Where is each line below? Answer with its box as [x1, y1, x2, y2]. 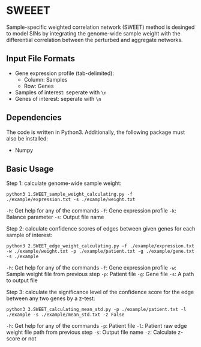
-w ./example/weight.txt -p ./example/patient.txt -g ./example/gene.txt [6, 249, 195, 255]
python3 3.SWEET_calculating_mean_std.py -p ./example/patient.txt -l [6, 307, 187, 313]
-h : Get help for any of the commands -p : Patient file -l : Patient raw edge [6, 322, 187, 330]
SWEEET [6, 4, 51, 17]
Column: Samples [23, 76, 68, 83]
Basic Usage [6, 163, 54, 174]
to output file [6, 277, 38, 284]
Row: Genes [23, 82, 54, 89]
